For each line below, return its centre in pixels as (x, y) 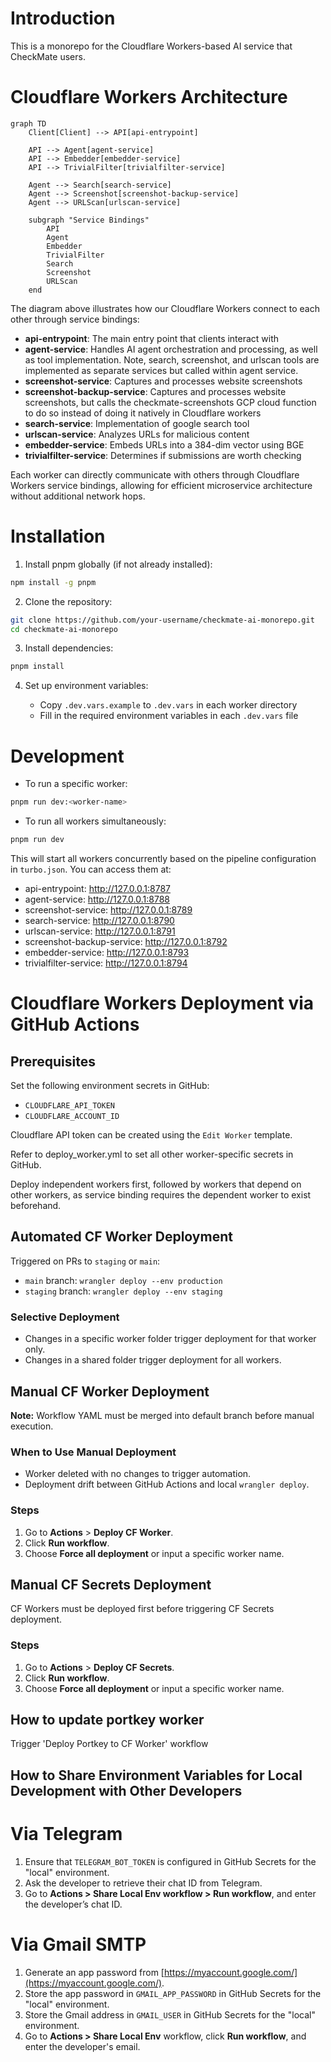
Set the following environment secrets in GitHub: (110, 1085)
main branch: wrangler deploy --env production (123, 1280)
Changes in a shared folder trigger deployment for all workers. (153, 1360)
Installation (58, 536)
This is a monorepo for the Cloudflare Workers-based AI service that (151, 46)
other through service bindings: (75, 319)
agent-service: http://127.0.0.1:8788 (97, 899)
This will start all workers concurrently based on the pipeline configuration (163, 858)
